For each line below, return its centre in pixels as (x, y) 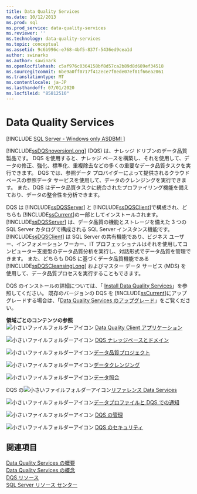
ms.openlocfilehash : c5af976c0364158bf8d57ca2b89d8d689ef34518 (85, 66)
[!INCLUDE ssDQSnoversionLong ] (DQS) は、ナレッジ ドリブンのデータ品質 (97, 151)
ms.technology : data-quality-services (53, 39)
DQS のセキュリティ (119, 427)
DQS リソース (23, 477)
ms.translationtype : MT (35, 77)
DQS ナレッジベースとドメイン (132, 340)
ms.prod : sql (22, 22)
